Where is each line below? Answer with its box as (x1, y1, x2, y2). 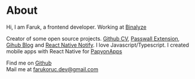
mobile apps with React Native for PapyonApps (6, 47, 123, 54)
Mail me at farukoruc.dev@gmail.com (6, 65, 99, 72)
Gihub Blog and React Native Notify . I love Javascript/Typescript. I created (6, 41, 190, 48)
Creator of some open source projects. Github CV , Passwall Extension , (6, 35, 180, 42)
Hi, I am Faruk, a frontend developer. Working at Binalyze (6, 23, 147, 31)
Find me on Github (6, 59, 52, 66)
